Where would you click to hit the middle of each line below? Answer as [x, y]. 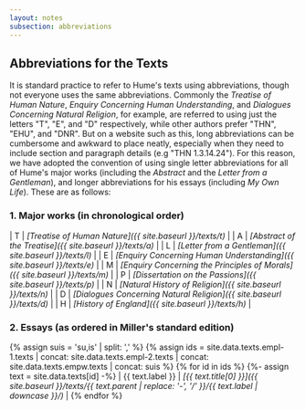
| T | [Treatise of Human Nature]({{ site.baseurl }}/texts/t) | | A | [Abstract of [152, 236]
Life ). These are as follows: [60, 192]
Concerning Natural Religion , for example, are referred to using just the [143, 114]
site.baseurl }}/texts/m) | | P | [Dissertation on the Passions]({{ [139, 274]
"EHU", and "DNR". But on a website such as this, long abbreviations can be [152, 134]
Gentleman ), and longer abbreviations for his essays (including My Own [145, 183]
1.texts [21, 356]
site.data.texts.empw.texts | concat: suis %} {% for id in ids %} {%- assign [149, 366]
